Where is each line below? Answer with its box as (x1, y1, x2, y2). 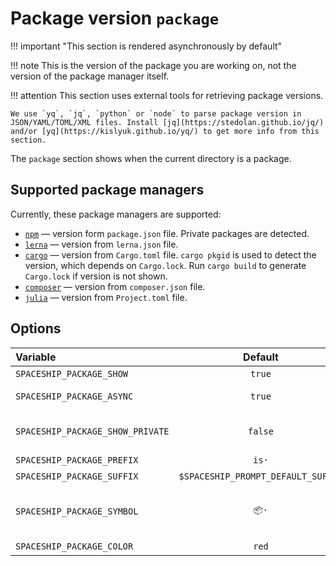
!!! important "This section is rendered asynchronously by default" (10, 40, 283, 52)
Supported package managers (10, 182, 205, 199)
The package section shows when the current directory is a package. (10, 152, 292, 164)
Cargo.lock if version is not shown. (24, 270, 168, 282)
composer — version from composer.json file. (24, 280, 206, 292)
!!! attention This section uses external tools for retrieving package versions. (10, 89, 324, 101)
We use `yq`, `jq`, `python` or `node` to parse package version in (10, 108, 302, 119)
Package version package (10, 7, 220, 30)
